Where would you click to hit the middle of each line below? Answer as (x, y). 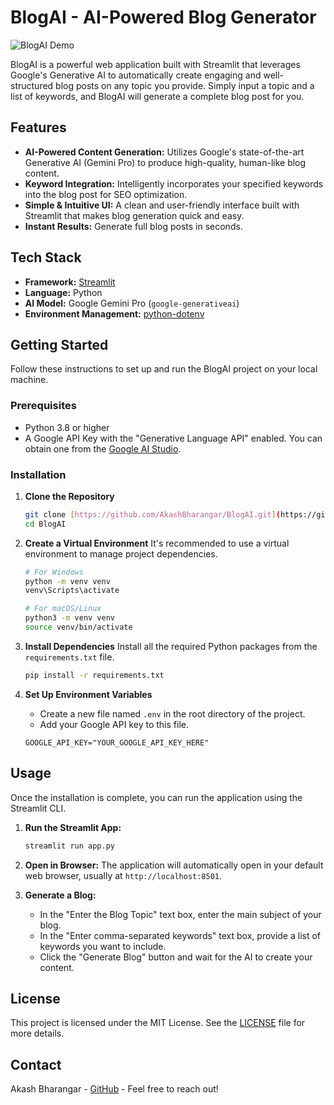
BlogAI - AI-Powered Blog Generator (163, 17)
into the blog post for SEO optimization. (106, 194)
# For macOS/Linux (63, 609)
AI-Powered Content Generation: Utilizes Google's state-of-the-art (164, 152)
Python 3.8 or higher (67, 427)
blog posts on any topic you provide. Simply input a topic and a (185, 85)
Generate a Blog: (60, 895)
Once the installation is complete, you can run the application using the (156, 797)
